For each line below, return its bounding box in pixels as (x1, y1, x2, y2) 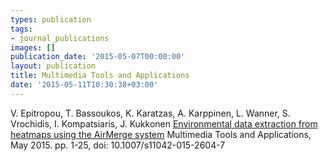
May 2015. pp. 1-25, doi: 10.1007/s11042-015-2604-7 (10, 139, 226, 151)
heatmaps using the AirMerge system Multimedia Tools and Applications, (10, 128, 312, 140)
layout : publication (10, 61, 97, 71)
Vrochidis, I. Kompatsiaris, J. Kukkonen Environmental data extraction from (10, 117, 318, 130)
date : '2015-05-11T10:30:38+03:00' (10, 80, 159, 90)
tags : (10, 24, 33, 34)
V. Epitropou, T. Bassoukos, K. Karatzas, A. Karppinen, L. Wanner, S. (10, 107, 291, 119)
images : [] (10, 42, 56, 53)
